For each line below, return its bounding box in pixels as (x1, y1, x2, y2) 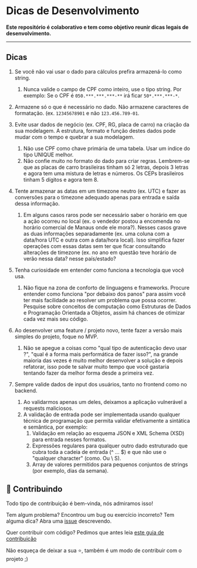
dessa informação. (14, 200, 60, 207)
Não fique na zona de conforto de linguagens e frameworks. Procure (23, 284, 190, 291)
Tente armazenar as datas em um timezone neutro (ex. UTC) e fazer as (14, 187, 186, 195)
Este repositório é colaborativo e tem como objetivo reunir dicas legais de (6, 24, 189, 31)
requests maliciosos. (23, 405, 73, 412)
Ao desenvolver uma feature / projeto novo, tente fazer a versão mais (14, 326, 182, 333)
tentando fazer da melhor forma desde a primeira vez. (23, 369, 154, 376)
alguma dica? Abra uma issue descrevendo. (6, 517, 112, 524)
